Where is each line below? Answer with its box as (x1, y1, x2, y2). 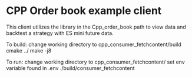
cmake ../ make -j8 (6, 47, 52, 54)
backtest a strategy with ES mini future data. (6, 29, 114, 36)
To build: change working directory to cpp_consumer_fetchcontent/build (6, 41, 181, 48)
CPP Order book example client (6, 4, 162, 17)
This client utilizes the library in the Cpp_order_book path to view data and (6, 23, 187, 30)
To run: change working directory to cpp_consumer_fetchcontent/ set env (6, 58, 186, 65)
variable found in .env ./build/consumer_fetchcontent (6, 64, 135, 71)
